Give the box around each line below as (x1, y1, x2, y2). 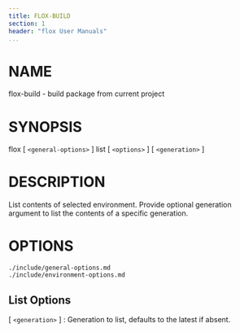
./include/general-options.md (8, 264, 111, 273)
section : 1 (8, 20, 46, 28)
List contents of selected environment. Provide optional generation (8, 200, 232, 210)
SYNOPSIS (8, 117, 83, 136)
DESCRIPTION (8, 173, 106, 191)
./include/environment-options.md (8, 271, 126, 279)
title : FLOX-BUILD (8, 11, 71, 20)
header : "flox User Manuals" (8, 27, 107, 35)
